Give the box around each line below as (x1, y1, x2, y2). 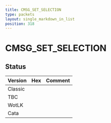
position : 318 (5, 21, 35, 26)
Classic (7, 86, 25, 93)
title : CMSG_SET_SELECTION (5, 7, 61, 12)
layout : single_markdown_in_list (5, 16, 75, 21)
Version (7, 77, 27, 84)
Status (5, 62, 26, 71)
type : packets (5, 12, 35, 17)
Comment (45, 77, 70, 84)
